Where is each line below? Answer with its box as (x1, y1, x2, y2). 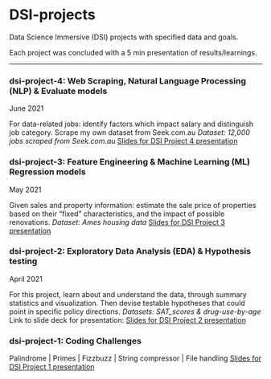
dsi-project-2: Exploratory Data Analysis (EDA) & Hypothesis (9, 246, 252, 257)
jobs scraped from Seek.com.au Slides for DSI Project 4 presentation (9, 137, 238, 146)
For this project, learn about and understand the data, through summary (9, 289, 248, 299)
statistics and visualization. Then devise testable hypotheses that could (9, 298, 246, 308)
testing (9, 255, 38, 267)
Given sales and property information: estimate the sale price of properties (9, 200, 257, 210)
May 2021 (9, 185, 42, 194)
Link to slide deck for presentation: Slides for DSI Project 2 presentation (9, 315, 246, 324)
